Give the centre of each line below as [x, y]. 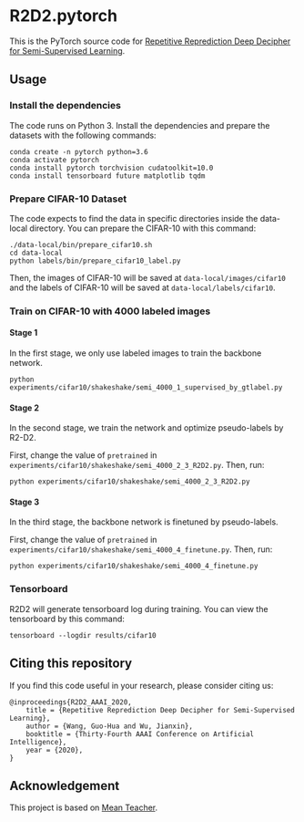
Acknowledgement [65, 786]
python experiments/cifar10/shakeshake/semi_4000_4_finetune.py [134, 567]
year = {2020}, [55, 750]
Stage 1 [24, 333]
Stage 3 [25, 502]
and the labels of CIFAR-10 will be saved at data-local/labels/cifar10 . [142, 287]
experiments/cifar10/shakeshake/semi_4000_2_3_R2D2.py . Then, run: [137, 465]
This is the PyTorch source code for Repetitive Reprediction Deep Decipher [150, 41]
